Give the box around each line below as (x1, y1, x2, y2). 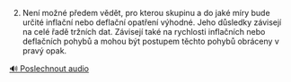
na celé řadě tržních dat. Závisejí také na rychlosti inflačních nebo (22, 27, 266, 37)
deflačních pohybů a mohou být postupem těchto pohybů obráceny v (22, 36, 280, 46)
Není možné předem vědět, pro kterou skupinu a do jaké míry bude (22, 8, 271, 18)
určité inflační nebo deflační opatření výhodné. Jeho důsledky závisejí (22, 17, 282, 28)
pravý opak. (22, 45, 67, 56)
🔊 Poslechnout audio (9, 63, 90, 74)
